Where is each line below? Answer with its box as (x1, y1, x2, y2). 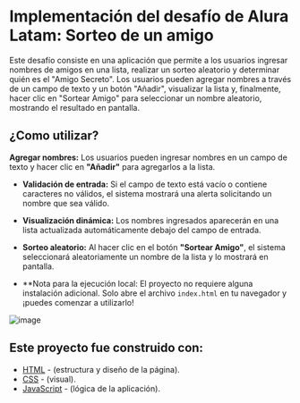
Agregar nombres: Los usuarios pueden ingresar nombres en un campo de (9, 152, 288, 163)
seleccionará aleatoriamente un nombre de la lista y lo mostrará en (21, 251, 269, 262)
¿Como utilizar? (9, 128, 99, 144)
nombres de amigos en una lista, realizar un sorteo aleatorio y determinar (9, 64, 280, 75)
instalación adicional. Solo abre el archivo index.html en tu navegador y (21, 288, 287, 298)
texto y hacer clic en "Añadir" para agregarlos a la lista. (9, 161, 216, 172)
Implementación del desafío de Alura (9, 6, 289, 27)
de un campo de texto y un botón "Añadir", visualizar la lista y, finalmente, (9, 83, 281, 94)
